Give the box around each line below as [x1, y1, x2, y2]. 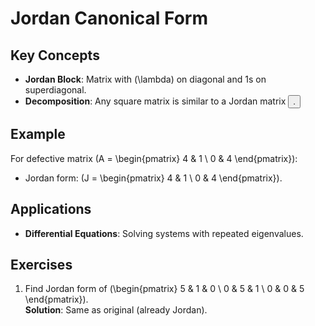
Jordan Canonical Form [10, 7, 208, 30]
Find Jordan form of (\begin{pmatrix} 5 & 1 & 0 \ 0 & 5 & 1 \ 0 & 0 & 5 [24, 283, 305, 295]
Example [10, 126, 66, 143]
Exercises [10, 257, 73, 274]
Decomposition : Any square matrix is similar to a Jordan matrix [24, 95, 287, 107]
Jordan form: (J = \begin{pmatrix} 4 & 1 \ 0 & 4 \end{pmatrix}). [24, 172, 283, 184]
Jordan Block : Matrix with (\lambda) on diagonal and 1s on [24, 73, 267, 85]
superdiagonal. [24, 84, 87, 96]
